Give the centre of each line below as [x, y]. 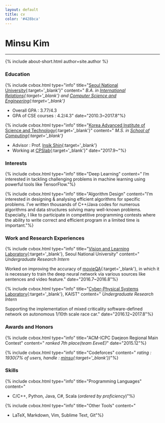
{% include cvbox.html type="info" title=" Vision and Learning [67, 249]
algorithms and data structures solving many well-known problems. [73, 210]
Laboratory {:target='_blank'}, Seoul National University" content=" [72, 254]
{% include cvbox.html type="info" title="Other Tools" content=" [70, 405]
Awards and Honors [29, 327]
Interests [16, 163]
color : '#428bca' [23, 19]
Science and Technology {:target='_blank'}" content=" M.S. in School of [77, 130]
